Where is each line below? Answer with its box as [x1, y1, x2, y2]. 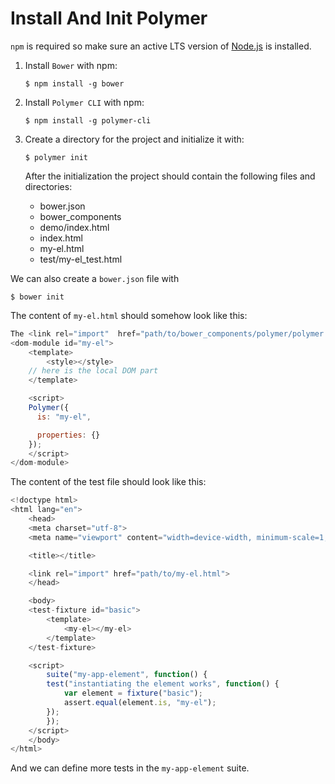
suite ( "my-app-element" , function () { [46, 670, 208, 680]
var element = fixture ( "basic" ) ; [63, 688, 203, 699]
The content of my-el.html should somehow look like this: [10, 309, 248, 321]
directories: [24, 180, 73, 192]
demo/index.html [39, 221, 110, 233]
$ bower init [10, 292, 65, 302]
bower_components [39, 210, 122, 222]
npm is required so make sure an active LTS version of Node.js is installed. [10, 40, 312, 52]
